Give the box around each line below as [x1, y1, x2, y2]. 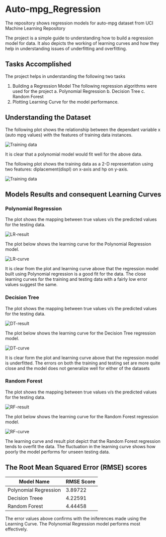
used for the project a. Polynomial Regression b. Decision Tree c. [12, 88, 146, 94]
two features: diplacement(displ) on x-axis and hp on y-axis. [5, 166, 128, 172]
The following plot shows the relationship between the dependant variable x [5, 126, 161, 133]
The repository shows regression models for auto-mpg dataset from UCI [5, 20, 154, 26]
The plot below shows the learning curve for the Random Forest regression [5, 413, 159, 419]
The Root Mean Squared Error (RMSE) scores [5, 463, 147, 472]
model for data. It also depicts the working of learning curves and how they [5, 40, 159, 46]
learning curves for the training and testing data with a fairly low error [5, 276, 148, 282]
